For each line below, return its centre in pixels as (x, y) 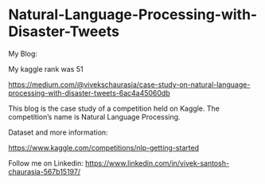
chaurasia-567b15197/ (45, 171)
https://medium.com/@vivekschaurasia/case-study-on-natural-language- (129, 84)
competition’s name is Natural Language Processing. (94, 116)
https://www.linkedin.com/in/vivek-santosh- (157, 163)
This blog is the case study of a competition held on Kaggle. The (114, 108)
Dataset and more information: (58, 132)
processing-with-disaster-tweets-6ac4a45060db (90, 92)
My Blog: (23, 53)
